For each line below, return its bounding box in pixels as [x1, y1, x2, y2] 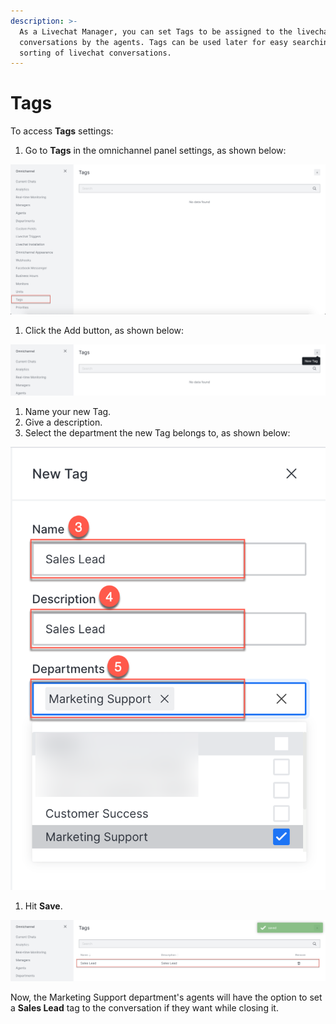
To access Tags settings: [10, 125, 114, 137]
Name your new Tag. [24, 405, 112, 417]
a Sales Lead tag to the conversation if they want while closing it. [10, 1002, 279, 1014]
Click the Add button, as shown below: [24, 324, 185, 336]
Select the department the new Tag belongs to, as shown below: [24, 426, 291, 439]
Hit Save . [24, 900, 63, 912]
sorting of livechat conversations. [19, 48, 172, 58]
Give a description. [24, 416, 103, 428]
